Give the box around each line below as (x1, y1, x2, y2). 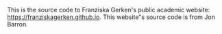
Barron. (7, 20, 29, 28)
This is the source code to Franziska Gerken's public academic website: (7, 6, 210, 14)
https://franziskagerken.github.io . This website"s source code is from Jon (7, 13, 216, 21)
